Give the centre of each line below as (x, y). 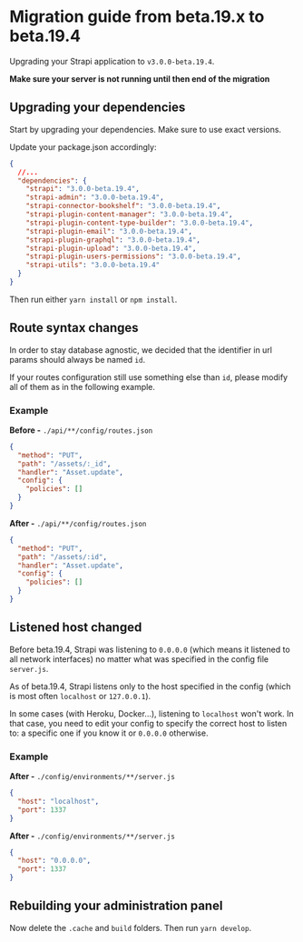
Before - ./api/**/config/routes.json (81, 430)
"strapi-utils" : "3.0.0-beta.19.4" (93, 266)
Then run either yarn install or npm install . (93, 299)
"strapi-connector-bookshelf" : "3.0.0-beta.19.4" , (123, 206)
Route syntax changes (74, 328)
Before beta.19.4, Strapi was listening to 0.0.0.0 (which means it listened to (150, 649)
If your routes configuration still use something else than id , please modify (149, 377)
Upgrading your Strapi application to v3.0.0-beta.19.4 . (112, 61)
